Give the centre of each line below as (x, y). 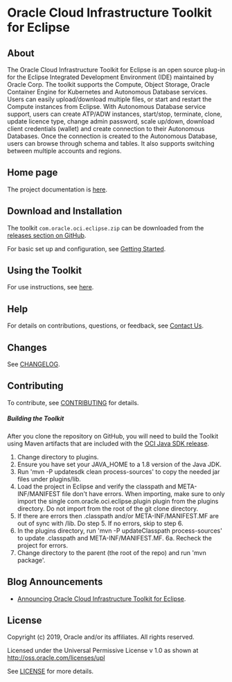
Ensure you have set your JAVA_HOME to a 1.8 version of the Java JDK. (119, 464)
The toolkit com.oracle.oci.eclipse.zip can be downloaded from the (106, 228)
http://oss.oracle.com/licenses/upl (56, 658)
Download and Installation (65, 211)
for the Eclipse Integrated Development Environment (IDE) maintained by (111, 77)
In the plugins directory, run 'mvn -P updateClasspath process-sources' (120, 530)
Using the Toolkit (44, 271)
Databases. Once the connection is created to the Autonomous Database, (112, 136)
